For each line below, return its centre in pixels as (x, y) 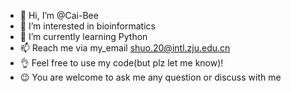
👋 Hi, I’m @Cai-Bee (59, 15)
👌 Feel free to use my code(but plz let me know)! (121, 63)
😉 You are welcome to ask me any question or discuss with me (150, 77)
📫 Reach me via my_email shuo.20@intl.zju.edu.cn (125, 48)
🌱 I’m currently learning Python (83, 36)
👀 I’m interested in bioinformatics (87, 26)
